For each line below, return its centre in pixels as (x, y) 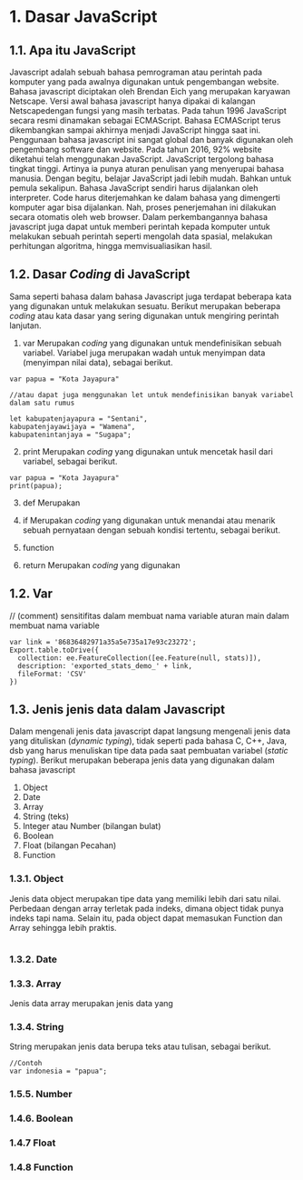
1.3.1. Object (36, 879)
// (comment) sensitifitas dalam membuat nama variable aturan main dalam (150, 615)
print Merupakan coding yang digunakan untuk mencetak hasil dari (148, 451)
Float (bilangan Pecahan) (69, 845)
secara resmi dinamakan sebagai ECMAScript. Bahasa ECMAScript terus (145, 120)
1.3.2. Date (33, 959)
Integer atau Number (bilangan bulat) (92, 826)
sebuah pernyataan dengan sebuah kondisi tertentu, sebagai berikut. (151, 530)
